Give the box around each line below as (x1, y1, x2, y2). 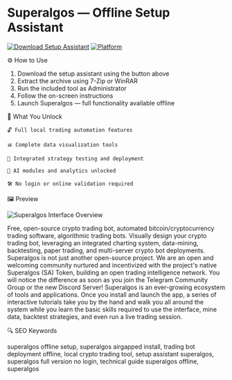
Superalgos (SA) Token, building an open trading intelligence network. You (7, 268, 220, 277)
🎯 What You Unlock (7, 112, 62, 121)
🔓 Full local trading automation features (7, 126, 133, 133)
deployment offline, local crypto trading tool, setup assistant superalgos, (7, 349, 215, 358)
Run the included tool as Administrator (17, 84, 127, 92)
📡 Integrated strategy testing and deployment (7, 155, 144, 162)
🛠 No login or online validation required (7, 180, 134, 187)
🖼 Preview (7, 194, 39, 202)
